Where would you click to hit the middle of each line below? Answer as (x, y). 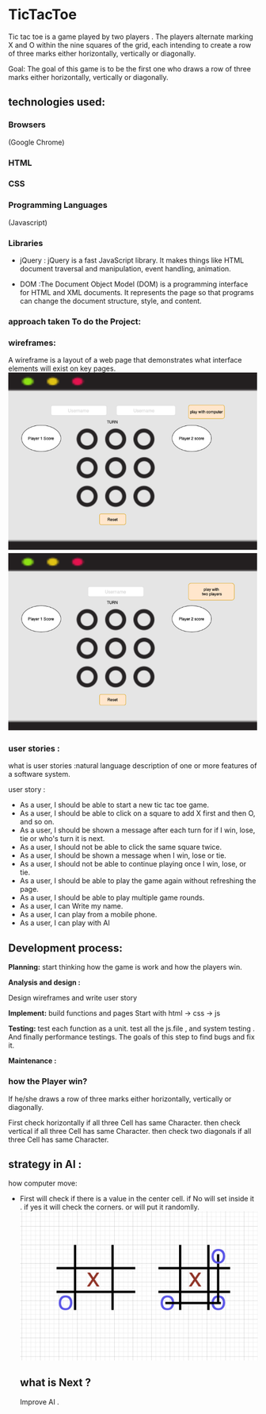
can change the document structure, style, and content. (110, 301)
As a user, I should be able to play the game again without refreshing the (138, 881)
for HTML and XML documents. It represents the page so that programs (137, 293)
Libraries (26, 243)
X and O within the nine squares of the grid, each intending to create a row (130, 44)
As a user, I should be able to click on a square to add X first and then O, (137, 813)
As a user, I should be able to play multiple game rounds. (112, 897)
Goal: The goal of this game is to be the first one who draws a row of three (130, 68)
